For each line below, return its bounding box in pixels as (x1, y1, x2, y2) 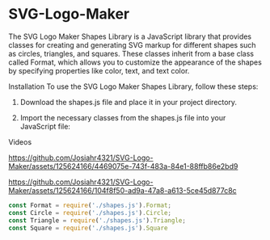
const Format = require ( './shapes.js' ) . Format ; (8, 201, 172, 209)
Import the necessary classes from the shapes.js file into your (19, 112, 226, 122)
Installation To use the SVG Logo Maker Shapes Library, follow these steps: (8, 82, 259, 91)
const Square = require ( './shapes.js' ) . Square (8, 224, 168, 232)
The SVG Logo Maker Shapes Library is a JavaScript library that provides (8, 32, 252, 41)
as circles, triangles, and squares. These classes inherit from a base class (8, 48, 255, 58)
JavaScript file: (19, 121, 71, 131)
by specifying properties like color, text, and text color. (8, 65, 190, 75)
